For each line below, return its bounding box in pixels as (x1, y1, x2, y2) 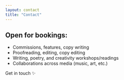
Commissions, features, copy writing (12, 44, 90, 51)
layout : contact (5, 7, 39, 13)
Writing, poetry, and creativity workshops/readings (12, 55, 119, 61)
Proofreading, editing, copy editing (12, 50, 86, 56)
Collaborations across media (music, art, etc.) (12, 60, 108, 66)
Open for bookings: (5, 31, 68, 39)
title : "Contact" (5, 12, 42, 17)
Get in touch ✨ (5, 70, 36, 76)
